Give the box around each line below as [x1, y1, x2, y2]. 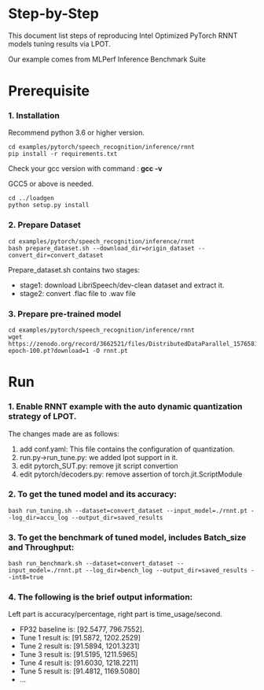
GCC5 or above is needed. [8, 179, 94, 189]
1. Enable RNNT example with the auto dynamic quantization [8, 401, 243, 412]
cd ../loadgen [8, 195, 55, 202]
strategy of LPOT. [8, 411, 77, 422]
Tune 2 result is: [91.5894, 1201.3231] [19, 641, 140, 651]
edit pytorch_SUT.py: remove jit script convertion [19, 461, 178, 470]
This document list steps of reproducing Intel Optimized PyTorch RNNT [8, 31, 238, 40]
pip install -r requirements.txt [8, 150, 118, 158]
